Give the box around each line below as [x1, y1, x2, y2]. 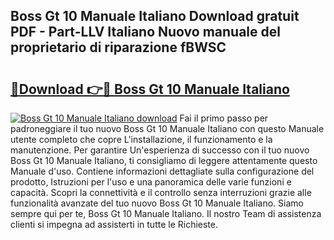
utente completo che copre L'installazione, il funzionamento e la [10, 134, 273, 145]
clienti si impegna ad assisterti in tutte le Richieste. [10, 219, 219, 230]
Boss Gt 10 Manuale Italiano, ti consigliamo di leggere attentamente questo [10, 155, 318, 166]
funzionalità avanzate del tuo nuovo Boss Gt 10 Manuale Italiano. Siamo [10, 197, 304, 209]
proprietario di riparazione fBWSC [10, 39, 227, 56]
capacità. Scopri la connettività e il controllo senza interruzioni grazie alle [10, 187, 312, 198]
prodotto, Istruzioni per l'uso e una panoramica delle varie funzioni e [10, 176, 292, 188]
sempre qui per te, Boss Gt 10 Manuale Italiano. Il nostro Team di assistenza [10, 208, 322, 219]
